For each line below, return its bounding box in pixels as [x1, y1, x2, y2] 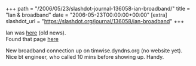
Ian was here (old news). [5, 29, 66, 36]
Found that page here [5, 36, 59, 42]
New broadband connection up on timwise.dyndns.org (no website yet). [5, 47, 183, 54]
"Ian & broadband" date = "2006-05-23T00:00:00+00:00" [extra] [5, 11, 168, 18]
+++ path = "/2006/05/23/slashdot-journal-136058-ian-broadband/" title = [5, 5, 191, 12]
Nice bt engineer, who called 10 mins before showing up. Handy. [5, 54, 164, 60]
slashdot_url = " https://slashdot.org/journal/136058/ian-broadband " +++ [5, 18, 185, 24]
